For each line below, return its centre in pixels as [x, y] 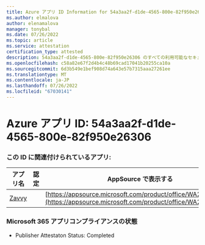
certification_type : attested [45, 52]
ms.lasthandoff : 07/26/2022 [42, 86]
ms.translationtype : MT [37, 75]
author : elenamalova [33, 23]
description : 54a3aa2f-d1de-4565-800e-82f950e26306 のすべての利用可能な [97, 57]
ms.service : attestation [38, 46]
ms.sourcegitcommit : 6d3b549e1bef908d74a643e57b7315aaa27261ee [88, 69]
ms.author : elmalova [33, 18]
